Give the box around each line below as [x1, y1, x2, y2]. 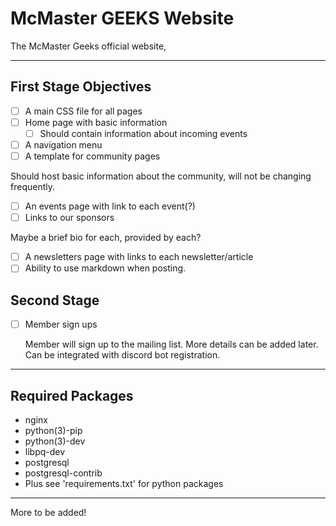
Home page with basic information [24, 116, 168, 128]
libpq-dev [24, 446, 66, 457]
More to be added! [10, 507, 87, 518]
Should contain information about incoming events [39, 127, 248, 139]
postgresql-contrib [24, 467, 103, 479]
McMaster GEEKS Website [10, 7, 235, 30]
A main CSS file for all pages [24, 105, 143, 117]
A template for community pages [24, 150, 161, 162]
